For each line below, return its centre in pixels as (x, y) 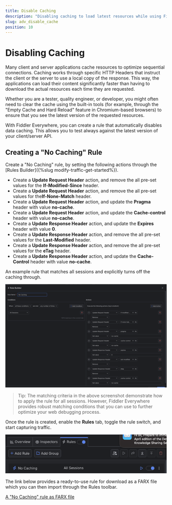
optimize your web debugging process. (59, 412)
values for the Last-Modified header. (52, 240)
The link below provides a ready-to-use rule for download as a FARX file (81, 481)
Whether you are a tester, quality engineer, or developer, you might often (82, 99)
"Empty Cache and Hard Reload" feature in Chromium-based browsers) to (84, 110)
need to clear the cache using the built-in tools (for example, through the (82, 105)
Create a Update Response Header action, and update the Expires (83, 224)
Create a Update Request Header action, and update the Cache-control (89, 213)
